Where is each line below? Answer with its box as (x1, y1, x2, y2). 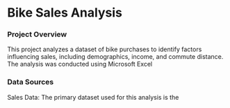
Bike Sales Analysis (7, 5, 123, 21)
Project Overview (7, 30, 67, 39)
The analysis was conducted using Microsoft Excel (7, 60, 153, 69)
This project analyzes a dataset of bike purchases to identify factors (7, 45, 202, 53)
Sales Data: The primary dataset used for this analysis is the (7, 93, 179, 101)
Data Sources (7, 78, 54, 87)
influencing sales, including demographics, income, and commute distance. (7, 53, 224, 61)
